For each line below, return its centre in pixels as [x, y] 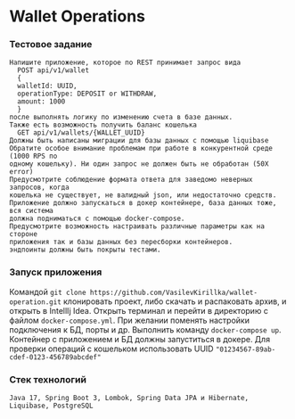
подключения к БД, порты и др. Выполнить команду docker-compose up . [146, 329]
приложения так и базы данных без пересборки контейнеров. [121, 242]
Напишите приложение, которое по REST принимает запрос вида [125, 63]
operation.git [36, 302]
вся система [31, 211]
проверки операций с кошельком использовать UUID [111, 349]
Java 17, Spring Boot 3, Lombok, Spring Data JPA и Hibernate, [129, 398]
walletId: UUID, [47, 86]
